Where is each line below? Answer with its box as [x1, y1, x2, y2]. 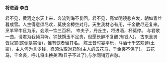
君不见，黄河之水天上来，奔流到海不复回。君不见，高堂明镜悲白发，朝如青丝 [5, 15, 162, 21]
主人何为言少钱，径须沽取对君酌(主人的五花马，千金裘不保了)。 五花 [15, 46, 155, 52]
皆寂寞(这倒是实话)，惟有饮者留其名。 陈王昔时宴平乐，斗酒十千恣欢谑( [5, 40, 151, 46]
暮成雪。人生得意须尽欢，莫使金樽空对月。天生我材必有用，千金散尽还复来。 [5, 22, 162, 27]
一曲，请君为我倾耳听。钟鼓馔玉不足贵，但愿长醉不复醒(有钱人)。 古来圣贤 [5, 34, 158, 39]
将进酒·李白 [5, 5, 29, 10]
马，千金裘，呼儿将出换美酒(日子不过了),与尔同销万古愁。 [5, 52, 123, 58]
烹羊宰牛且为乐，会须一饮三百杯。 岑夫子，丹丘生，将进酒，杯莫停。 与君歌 [5, 28, 160, 33]
